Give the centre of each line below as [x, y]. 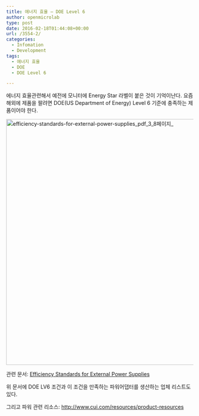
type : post [20, 23]
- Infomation [28, 45]
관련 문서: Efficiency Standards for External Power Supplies [78, 374]
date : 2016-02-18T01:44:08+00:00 [48, 28]
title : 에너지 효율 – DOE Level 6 [46, 12]
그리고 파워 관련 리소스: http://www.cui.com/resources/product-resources [95, 407]
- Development [29, 51]
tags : [13, 56]
